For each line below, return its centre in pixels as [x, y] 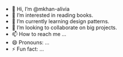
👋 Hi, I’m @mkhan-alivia [41, 9]
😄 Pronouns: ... [31, 42]
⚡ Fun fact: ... [28, 49]
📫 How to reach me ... [39, 34]
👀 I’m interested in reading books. [52, 15]
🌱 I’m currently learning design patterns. [61, 21]
